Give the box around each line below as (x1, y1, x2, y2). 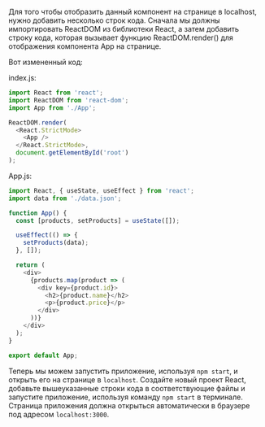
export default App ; (8, 351, 79, 359)
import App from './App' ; (8, 103, 96, 112)
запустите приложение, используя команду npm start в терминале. (8, 392, 244, 402)
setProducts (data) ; (23, 239, 89, 247)
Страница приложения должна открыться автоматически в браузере (8, 400, 250, 410)
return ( (15, 261, 46, 269)
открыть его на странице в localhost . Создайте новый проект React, (8, 374, 246, 385)
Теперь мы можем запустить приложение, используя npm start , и (8, 366, 238, 376)
